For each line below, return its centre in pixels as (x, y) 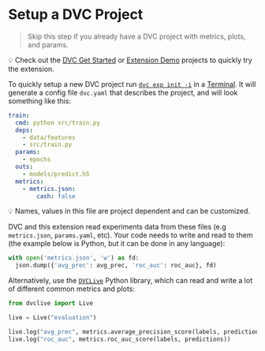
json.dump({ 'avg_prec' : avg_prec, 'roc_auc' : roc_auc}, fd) (116, 266)
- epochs (37, 159)
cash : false (56, 196)
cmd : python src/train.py (58, 123)
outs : (24, 167)
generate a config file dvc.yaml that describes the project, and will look (123, 92)
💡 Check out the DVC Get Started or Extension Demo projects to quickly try (130, 60)
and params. (48, 44)
